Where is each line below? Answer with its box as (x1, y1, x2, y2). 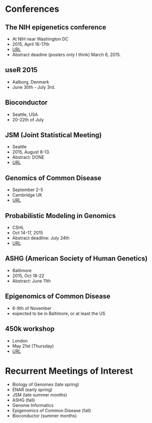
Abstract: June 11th (12, 278, 51, 283)
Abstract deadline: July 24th (12, 235, 70, 241)
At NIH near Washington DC (12, 36, 69, 42)
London (12, 338, 28, 343)
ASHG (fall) (12, 397, 35, 403)
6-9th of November (12, 305, 51, 311)
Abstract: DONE (12, 154, 45, 160)
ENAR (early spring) (12, 387, 52, 393)
